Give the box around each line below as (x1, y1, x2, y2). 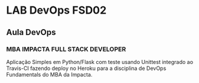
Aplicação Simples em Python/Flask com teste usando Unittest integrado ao (6, 58, 194, 65)
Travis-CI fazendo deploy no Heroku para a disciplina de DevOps (6, 65, 166, 72)
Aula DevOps (6, 27, 56, 37)
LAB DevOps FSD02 (6, 4, 107, 17)
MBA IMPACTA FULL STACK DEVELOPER (6, 45, 127, 53)
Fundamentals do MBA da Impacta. (6, 71, 93, 78)
